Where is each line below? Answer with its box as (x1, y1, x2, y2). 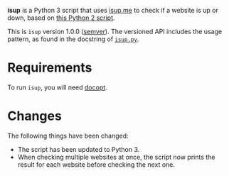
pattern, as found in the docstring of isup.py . (7, 35, 139, 43)
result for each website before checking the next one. (17, 160, 176, 169)
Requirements (7, 60, 92, 76)
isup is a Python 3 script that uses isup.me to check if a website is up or (7, 6, 218, 14)
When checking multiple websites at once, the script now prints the (17, 153, 215, 161)
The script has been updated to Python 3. (17, 145, 140, 153)
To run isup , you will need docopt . (7, 83, 108, 92)
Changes (7, 108, 62, 124)
